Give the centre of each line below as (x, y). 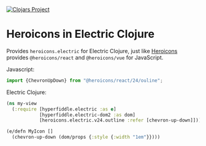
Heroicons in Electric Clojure (81, 34)
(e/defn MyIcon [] (30, 131)
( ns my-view (21, 103)
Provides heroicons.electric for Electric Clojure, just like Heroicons (92, 51)
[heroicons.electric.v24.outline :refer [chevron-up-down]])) (120, 120)
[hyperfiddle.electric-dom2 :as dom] (87, 115)
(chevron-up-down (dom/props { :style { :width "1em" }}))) (86, 137)
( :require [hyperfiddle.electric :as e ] (64, 109)
